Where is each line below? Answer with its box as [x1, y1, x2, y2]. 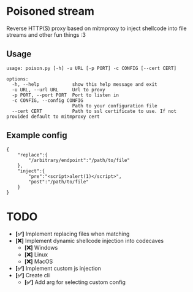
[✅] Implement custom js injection [15, 264, 101, 272]
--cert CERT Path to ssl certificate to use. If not [12, 108, 176, 114]
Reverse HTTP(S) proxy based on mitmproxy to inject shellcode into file [6, 25, 187, 32]
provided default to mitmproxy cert [6, 113, 100, 120]
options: [6, 75, 29, 82]
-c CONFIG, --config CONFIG [12, 97, 84, 104]
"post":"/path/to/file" [28, 179, 89, 185]
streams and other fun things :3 [6, 31, 86, 38]
